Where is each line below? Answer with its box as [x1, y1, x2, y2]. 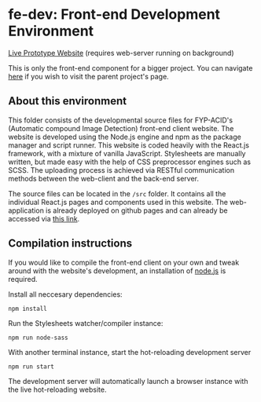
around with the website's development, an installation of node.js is [8, 265, 226, 276]
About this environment [8, 94, 127, 108]
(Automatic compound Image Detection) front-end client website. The [8, 123, 234, 133]
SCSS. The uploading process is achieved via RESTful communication [8, 165, 234, 174]
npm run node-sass [8, 334, 68, 342]
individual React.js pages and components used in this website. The [8, 197, 228, 206]
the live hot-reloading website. [8, 385, 107, 394]
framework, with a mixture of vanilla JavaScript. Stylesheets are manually [8, 148, 246, 158]
